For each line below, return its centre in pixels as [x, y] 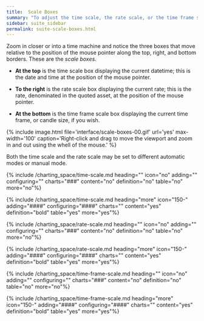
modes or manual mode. [37, 163]
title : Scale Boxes [32, 12]
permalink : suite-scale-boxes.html [51, 29]
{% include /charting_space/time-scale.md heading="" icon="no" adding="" [102, 175]
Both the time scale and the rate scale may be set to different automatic [96, 157]
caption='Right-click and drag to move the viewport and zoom [115, 139]
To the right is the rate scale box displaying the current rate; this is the [103, 89]
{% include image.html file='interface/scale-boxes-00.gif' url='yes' [90, 132]
